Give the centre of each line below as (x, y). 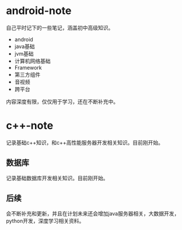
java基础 (24, 46)
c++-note (30, 126)
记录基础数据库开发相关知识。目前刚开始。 (57, 178)
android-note (39, 11)
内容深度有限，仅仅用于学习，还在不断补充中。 (62, 101)
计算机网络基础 (32, 61)
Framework (28, 67)
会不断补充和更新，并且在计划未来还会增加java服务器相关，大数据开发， (93, 213)
